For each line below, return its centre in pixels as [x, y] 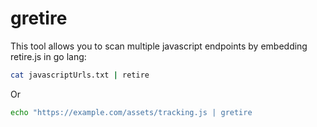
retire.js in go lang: [48, 56]
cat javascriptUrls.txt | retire [80, 75]
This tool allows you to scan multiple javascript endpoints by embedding [159, 46]
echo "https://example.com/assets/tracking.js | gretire [131, 112]
